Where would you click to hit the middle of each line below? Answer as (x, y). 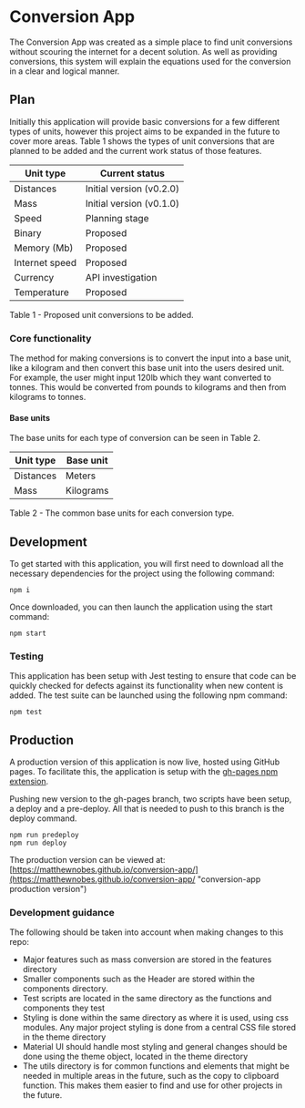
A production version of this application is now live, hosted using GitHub (145, 762)
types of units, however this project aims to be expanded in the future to (145, 131)
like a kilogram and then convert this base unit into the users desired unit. (147, 368)
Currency (34, 277)
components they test (64, 1008)
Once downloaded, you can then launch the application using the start (141, 607)
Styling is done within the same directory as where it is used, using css (156, 1018)
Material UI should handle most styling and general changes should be (155, 1047)
